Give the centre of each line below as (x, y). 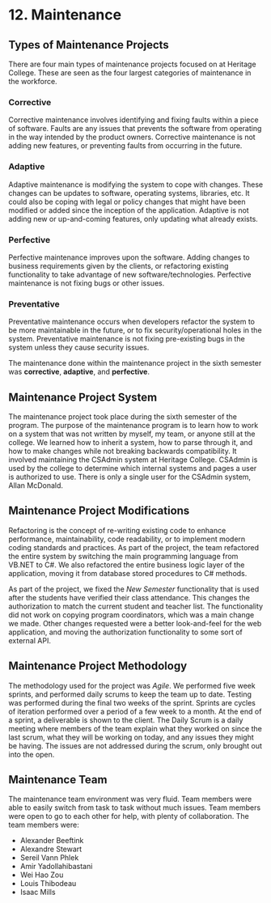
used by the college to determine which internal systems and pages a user (133, 468)
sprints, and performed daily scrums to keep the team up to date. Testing (130, 694)
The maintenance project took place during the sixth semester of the (123, 417)
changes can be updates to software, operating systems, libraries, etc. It (129, 193)
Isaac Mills (38, 892)
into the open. (32, 754)
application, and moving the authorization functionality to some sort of (125, 632)
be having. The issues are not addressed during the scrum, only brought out (135, 745)
